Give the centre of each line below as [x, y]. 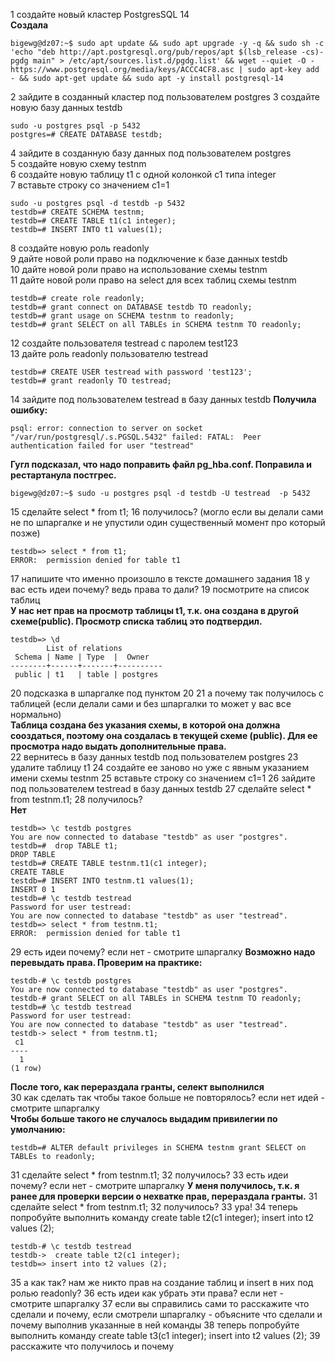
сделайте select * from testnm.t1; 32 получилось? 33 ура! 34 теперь [154, 1207]
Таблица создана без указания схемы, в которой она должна [145, 725]
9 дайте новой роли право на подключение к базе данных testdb [149, 258]
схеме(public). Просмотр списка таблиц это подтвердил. [136, 621]
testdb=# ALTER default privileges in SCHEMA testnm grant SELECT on [158, 1148]
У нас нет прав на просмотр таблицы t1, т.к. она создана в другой [154, 610]
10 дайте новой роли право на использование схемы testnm [139, 269]
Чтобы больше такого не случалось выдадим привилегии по [144, 1118]
